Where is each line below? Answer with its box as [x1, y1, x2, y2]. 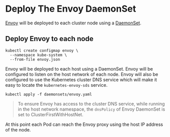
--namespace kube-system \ [10, 52, 67, 57]
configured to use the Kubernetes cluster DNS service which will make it [5, 77, 157, 83]
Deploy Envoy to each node [5, 35, 94, 43]
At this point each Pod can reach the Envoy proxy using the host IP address [5, 121, 163, 127]
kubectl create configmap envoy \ [5, 48, 79, 53]
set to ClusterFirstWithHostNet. [17, 111, 83, 117]
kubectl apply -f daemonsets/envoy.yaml [5, 92, 93, 97]
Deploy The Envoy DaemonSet [5, 3, 136, 15]
